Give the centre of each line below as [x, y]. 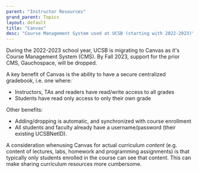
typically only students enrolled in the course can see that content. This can [99, 158]
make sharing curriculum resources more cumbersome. [74, 164]
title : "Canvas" [26, 28]
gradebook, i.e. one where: [39, 81]
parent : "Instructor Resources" [46, 12]
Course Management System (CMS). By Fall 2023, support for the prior [93, 57]
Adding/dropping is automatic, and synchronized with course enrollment [103, 121]
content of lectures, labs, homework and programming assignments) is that [98, 152]
